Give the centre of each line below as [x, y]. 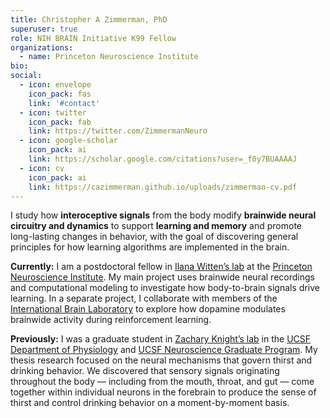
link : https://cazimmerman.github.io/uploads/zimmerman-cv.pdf [163, 187]
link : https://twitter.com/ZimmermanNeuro [118, 131]
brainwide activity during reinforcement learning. [111, 320]
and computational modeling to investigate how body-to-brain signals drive [165, 288]
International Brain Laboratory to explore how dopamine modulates [148, 309]
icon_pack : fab [60, 122]
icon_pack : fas [60, 94]
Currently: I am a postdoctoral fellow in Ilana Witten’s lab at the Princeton [161, 267]
